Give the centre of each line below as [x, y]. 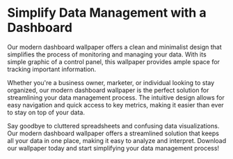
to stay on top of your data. [46, 112]
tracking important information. [52, 69]
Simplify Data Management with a [107, 13]
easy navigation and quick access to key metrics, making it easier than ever [115, 105]
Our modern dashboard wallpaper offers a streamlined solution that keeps [113, 133]
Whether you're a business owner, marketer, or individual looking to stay [111, 82]
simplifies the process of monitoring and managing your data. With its [107, 54]
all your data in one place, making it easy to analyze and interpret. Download [117, 140]
